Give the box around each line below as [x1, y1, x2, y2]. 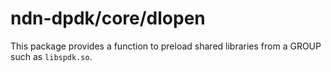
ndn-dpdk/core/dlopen [10, 7, 206, 30]
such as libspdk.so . [10, 50, 93, 62]
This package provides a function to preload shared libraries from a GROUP [10, 40, 322, 52]
